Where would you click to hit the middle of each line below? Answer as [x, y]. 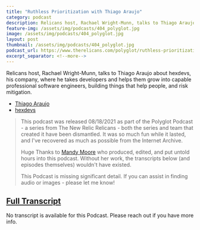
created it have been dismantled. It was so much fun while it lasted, [103, 134]
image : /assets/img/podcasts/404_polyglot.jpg [65, 34]
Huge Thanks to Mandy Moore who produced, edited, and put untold [105, 152]
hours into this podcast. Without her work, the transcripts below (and [105, 158]
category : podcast [29, 17]
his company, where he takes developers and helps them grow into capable [99, 79]
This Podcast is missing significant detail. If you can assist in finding [104, 176]
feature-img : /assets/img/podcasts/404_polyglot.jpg [73, 28]
